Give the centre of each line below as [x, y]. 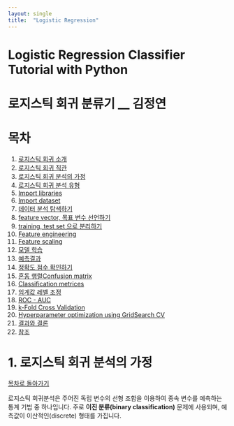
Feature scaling [40, 241]
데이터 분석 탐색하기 [45, 208]
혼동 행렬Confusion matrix [55, 276]
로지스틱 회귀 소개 [42, 159]
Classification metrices [51, 284]
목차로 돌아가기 [29, 383]
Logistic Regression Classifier [97, 55]
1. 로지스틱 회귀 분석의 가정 [80, 362]
